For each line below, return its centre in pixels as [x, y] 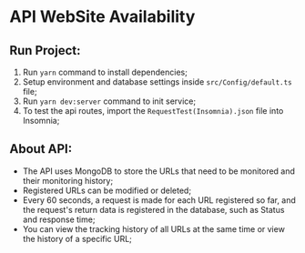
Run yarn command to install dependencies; [105, 72]
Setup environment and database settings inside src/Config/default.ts [158, 82]
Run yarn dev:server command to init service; [109, 101]
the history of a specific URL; [77, 238]
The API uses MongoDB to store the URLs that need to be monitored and [159, 171]
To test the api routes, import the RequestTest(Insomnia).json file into [153, 111]
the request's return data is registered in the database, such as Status [153, 209]
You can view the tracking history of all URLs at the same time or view [153, 228]
